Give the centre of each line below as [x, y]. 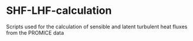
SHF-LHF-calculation [59, 11]
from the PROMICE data [35, 32]
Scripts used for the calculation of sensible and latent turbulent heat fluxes [97, 27]
